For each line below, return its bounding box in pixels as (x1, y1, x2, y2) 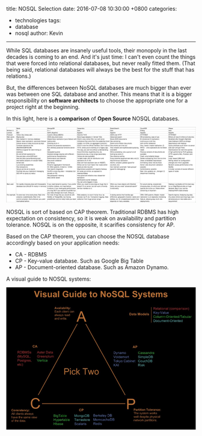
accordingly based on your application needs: (6, 239, 120, 246)
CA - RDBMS (14, 251, 47, 258)
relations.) (6, 72, 31, 79)
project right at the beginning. (6, 104, 80, 110)
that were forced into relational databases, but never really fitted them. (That (6, 60, 195, 67)
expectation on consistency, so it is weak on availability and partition (6, 214, 176, 222)
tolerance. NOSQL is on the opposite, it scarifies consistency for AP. (6, 221, 176, 228)
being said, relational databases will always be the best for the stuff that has (6, 66, 195, 73)
